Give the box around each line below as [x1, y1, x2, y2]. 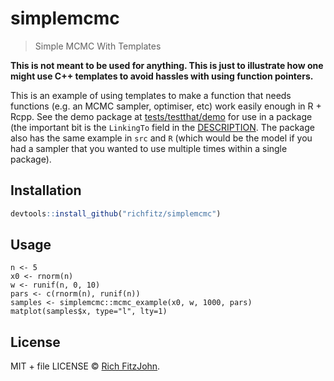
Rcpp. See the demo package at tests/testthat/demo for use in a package [10, 110, 313, 122]
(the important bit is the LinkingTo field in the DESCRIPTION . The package [10, 121, 315, 133]
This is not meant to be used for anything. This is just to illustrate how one [10, 59, 324, 71]
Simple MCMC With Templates [34, 40, 162, 52]
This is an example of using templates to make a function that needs [10, 89, 292, 101]
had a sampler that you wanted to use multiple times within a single [10, 142, 288, 154]
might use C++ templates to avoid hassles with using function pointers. [10, 70, 314, 82]
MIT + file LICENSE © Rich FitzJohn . [10, 360, 161, 372]
